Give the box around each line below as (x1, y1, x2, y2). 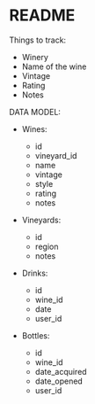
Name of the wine (21, 61, 87, 72)
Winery (21, 51, 48, 62)
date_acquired (34, 366, 87, 377)
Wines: (21, 123, 47, 134)
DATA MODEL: (9, 106, 62, 117)
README (9, 5, 76, 26)
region (34, 241, 59, 252)
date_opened (34, 376, 84, 386)
